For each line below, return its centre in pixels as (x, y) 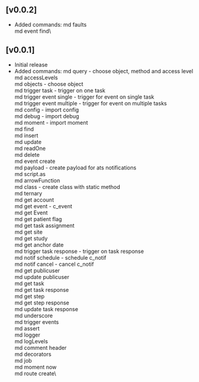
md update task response (46, 309)
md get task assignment (44, 225)
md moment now (35, 367)
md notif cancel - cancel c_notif (54, 264)
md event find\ (33, 31)
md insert (26, 135)
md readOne (30, 148)
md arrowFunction (37, 180)
